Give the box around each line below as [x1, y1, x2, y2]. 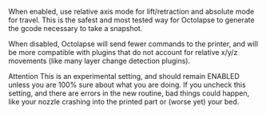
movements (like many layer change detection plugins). [8, 56, 190, 65]
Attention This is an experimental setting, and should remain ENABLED [8, 72, 240, 81]
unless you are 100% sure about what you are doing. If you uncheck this [8, 80, 246, 89]
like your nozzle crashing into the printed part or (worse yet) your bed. [8, 97, 240, 106]
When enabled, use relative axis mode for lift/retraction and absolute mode [8, 7, 255, 16]
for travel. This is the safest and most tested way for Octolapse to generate [8, 15, 255, 25]
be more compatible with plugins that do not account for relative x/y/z [8, 48, 238, 57]
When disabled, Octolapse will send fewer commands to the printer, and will [8, 39, 258, 49]
